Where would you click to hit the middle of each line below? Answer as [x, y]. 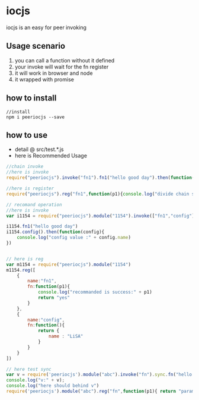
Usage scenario [36, 46]
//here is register [30, 188]
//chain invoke [25, 167]
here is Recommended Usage [51, 156]
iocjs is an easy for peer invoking [46, 27]
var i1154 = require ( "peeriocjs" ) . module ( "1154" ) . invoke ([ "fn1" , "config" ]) [102, 216]
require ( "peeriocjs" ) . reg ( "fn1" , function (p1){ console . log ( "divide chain [98, 194]
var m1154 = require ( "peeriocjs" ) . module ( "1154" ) [69, 264]
